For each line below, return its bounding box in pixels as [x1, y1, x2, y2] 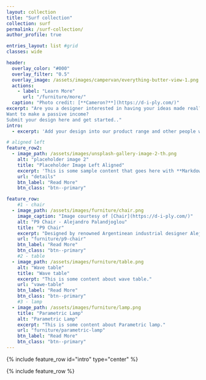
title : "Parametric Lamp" [17, 310, 84, 316]
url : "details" [17, 173, 56, 180]
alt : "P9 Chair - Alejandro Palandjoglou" [17, 219, 128, 225]
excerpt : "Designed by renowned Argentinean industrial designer [17, 230, 188, 236]
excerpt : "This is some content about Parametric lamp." [17, 322, 166, 328]
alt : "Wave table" [17, 265, 64, 271]
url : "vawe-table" [17, 282, 64, 288]
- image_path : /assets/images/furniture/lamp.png [12, 304, 141, 311]
